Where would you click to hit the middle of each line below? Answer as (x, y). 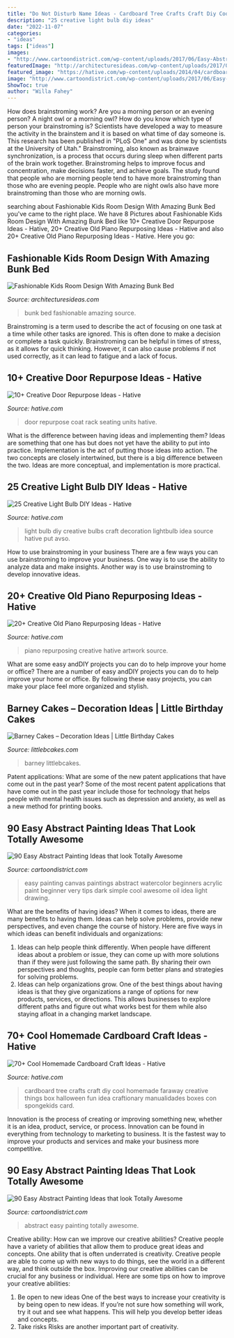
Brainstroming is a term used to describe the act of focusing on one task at (115, 326)
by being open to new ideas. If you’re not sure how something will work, (120, 1304)
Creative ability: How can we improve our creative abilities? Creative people (116, 1239)
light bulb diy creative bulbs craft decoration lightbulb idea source (119, 530)
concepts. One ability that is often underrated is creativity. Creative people (114, 1254)
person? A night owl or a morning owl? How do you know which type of (110, 119)
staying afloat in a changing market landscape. (84, 1014)
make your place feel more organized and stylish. (78, 686)
